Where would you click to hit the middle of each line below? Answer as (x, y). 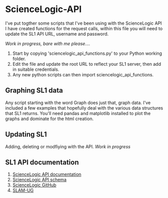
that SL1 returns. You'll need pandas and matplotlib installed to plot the (78, 113)
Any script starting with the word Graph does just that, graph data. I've (78, 103)
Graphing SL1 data (34, 91)
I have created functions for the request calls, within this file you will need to (84, 28)
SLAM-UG (23, 190)
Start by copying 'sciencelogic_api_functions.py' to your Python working (87, 53)
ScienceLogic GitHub (34, 185)
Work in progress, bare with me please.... (48, 43)
